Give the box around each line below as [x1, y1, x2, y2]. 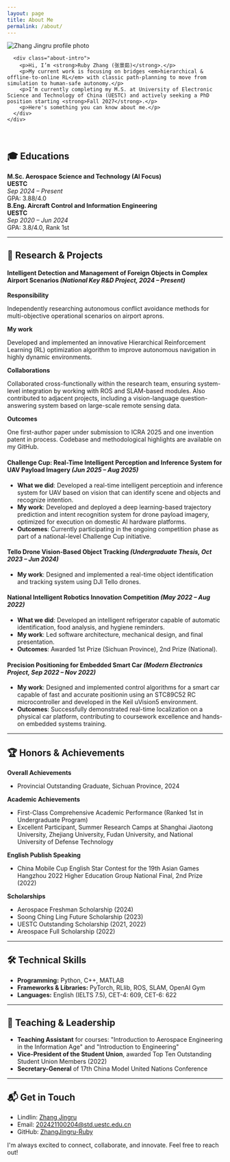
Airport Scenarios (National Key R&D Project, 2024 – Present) [7, 276, 186, 284]
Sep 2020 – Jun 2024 [7, 216, 68, 224]
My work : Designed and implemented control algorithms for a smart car [16, 684, 220, 692]
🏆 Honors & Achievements [7, 747, 125, 758]
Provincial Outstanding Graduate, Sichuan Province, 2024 [16, 782, 180, 790]
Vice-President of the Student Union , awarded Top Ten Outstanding [16, 1049, 212, 1058]
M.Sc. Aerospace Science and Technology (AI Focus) [7, 172, 162, 181]
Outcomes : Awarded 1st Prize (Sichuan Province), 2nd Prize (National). [16, 645, 218, 653]
